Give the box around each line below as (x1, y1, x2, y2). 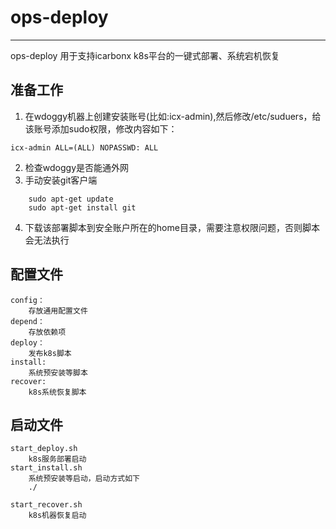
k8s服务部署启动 (28, 454, 87, 465)
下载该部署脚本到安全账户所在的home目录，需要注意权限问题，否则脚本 (24, 221, 320, 233)
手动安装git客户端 (24, 174, 98, 186)
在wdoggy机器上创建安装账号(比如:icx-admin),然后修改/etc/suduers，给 (24, 110, 322, 122)
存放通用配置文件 (28, 306, 88, 316)
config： (10, 295, 45, 305)
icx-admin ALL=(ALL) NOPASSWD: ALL (10, 142, 159, 153)
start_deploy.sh (10, 444, 78, 454)
